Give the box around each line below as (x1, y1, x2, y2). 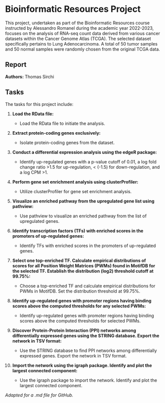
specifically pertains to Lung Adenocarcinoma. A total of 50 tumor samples (5, 41, 158, 47)
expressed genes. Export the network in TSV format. (19, 353, 127, 358)
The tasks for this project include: (5, 101, 74, 107)
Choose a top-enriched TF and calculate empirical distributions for (19, 283, 156, 289)
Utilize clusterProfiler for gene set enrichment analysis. (19, 188, 132, 194)
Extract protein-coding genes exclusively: (12, 130, 101, 136)
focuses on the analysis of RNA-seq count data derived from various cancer (5, 30, 161, 36)
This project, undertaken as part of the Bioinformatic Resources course (5, 20, 150, 26)
